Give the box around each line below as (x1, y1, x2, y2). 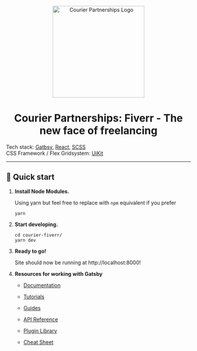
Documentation (23, 282, 61, 289)
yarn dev (14, 237, 36, 243)
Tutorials (23, 293, 45, 300)
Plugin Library (23, 327, 57, 334)
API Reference (23, 316, 59, 323)
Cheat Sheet (23, 338, 54, 346)
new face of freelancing (39, 124, 158, 137)
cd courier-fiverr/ (14, 232, 63, 238)
